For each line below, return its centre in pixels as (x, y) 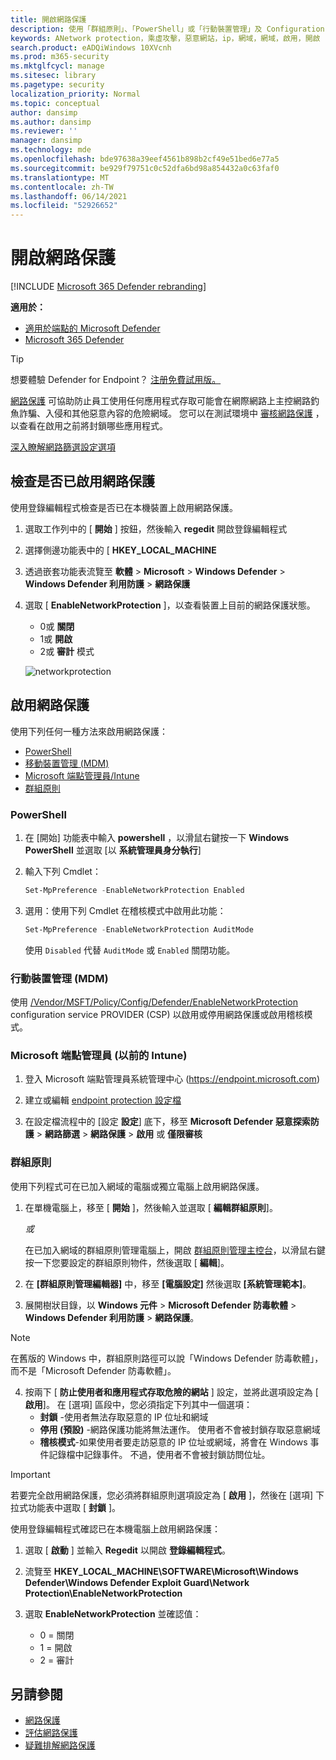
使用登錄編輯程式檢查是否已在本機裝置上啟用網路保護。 (124, 507)
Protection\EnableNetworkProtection (103, 1593)
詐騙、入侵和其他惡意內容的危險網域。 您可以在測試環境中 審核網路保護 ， (171, 413)
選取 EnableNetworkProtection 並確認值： (113, 1613)
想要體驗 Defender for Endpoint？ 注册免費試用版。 (116, 380)
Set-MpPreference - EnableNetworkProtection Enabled (134, 890)
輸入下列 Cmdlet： (63, 871)
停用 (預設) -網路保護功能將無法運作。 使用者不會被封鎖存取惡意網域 (180, 1429)
